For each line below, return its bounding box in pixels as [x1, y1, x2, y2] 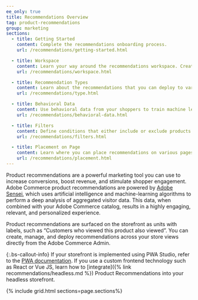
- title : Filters [11, 122, 54, 129]
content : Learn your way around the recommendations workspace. [16, 63, 178, 69]
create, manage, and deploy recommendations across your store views [6, 233, 179, 240]
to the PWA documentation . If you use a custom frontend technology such [6, 257, 186, 264]
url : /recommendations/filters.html [16, 133, 107, 139]
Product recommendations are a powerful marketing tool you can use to [6, 171, 181, 178]
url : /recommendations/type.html [16, 90, 99, 96]
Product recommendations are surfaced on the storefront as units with [6, 220, 177, 227]
